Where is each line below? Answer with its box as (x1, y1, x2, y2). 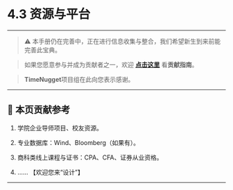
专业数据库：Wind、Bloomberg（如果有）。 (17, 138, 140, 146)
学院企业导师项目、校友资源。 (17, 123, 103, 132)
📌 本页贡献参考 (7, 104, 71, 116)
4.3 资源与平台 (7, 6, 91, 22)
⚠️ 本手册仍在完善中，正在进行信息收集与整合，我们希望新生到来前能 (24, 37, 221, 45)
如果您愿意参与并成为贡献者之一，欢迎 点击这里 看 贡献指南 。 (24, 60, 198, 69)
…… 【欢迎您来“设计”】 (17, 168, 85, 176)
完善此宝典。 (24, 46, 61, 54)
